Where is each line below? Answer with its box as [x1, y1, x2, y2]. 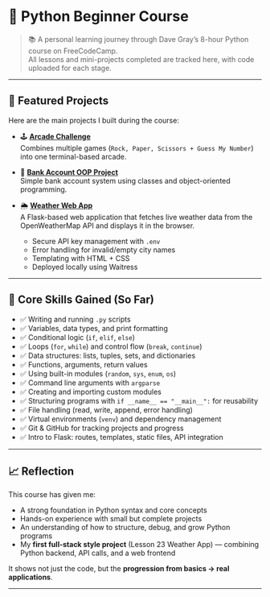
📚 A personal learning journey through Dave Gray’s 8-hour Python [27, 34, 249, 44]
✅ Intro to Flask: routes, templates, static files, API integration [19, 432, 223, 442]
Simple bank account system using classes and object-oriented [19, 176, 231, 185]
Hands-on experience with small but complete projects [19, 514, 202, 524]
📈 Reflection [8, 464, 75, 478]
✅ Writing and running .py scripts [19, 314, 131, 324]
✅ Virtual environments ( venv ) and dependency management [19, 414, 222, 424]
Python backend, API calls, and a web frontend [19, 548, 176, 558]
